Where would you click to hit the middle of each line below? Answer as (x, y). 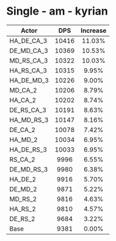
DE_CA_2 (22, 130)
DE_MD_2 (24, 189)
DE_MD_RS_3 (29, 169)
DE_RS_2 (22, 218)
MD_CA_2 (24, 90)
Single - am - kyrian (57, 11)
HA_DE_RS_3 (28, 149)
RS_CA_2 (22, 159)
